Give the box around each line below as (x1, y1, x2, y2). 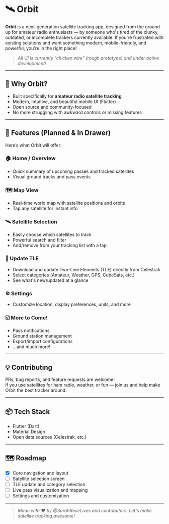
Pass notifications (12, 327, 50, 334)
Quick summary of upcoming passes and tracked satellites (12, 168, 134, 174)
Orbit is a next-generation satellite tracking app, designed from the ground (5, 23, 160, 30)
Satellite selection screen (12, 475, 65, 482)
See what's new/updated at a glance (12, 277, 89, 283)
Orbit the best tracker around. (5, 387, 67, 394)
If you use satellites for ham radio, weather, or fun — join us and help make (5, 382, 160, 388)
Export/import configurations (12, 339, 73, 345)
